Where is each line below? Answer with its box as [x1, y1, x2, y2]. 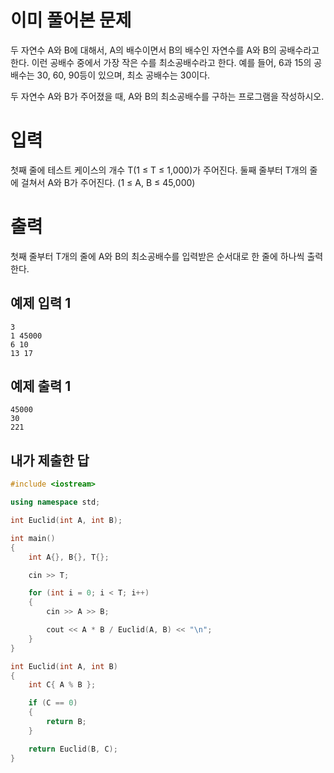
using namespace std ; [10, 497, 101, 508]
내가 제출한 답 [10, 452, 90, 469]
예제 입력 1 [10, 295, 72, 312]
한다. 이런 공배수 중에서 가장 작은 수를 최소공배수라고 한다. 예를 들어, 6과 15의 [10, 56, 312, 68]
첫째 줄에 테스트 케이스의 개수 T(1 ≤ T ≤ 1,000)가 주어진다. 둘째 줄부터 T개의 [10, 164, 308, 176]
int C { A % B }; [28, 680, 97, 690]
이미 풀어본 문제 [10, 9, 132, 32]
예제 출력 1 [10, 378, 72, 395]
